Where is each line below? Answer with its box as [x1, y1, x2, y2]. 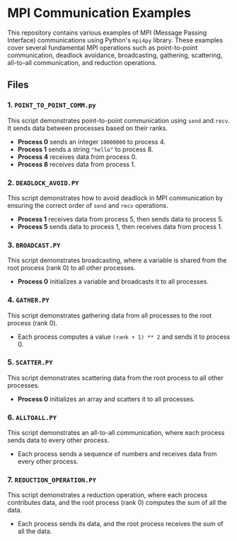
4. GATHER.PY [7, 295, 50, 305]
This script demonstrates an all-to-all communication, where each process [7, 429, 225, 437]
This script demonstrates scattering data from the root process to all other [7, 373, 224, 382]
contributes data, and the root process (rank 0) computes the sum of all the [7, 499, 227, 507]
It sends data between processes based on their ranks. [7, 124, 168, 132]
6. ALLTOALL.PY [7, 412, 57, 422]
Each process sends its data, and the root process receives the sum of [17, 520, 224, 528]
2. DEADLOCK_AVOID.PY [7, 178, 79, 187]
